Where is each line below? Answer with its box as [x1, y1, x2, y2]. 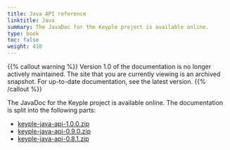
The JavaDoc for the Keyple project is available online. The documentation [7, 99, 224, 106]
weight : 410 [7, 43, 42, 50]
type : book [7, 30, 39, 37]
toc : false [7, 37, 39, 44]
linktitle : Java [7, 17, 55, 24]
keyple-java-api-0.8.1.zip [17, 135, 89, 143]
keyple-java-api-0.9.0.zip [17, 127, 91, 135]
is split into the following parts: [7, 106, 96, 114]
